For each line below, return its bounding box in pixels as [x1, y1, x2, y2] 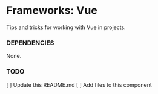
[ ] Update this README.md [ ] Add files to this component [6, 81, 153, 88]
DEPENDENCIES [6, 39, 54, 47]
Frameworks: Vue [6, 4, 98, 17]
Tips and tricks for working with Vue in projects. [6, 23, 126, 31]
